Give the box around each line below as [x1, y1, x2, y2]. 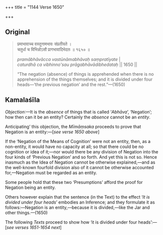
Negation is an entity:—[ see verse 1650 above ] [5, 129, 100, 135]
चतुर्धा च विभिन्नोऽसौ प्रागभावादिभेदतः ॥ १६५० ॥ [17, 46, 90, 52]
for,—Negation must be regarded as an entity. [5, 170, 97, 176]
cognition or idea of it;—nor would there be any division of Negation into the [5, 148, 159, 154]
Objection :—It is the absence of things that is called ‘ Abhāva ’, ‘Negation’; [5, 109, 152, 115]
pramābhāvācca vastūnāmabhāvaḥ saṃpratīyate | [17, 56, 121, 62]
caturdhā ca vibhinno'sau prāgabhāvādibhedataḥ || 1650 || [17, 61, 138, 67]
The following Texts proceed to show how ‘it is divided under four [5, 219, 138, 225]
